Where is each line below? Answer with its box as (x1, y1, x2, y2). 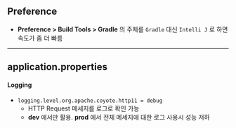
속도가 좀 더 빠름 (17, 34, 63, 42)
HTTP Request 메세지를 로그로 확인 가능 (27, 104, 140, 113)
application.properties (7, 61, 107, 73)
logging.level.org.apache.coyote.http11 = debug (17, 97, 163, 104)
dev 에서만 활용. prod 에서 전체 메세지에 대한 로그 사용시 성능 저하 (27, 113, 210, 122)
